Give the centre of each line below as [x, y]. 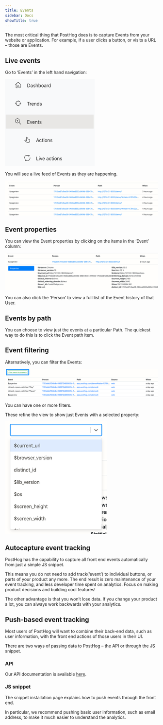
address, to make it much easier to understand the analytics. [65, 717]
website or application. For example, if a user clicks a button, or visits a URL [81, 40]
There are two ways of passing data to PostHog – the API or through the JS [80, 646]
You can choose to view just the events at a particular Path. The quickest [78, 330]
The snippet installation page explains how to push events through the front [81, 697]
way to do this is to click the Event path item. [50, 335]
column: [13, 246]
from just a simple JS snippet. [35, 565]
